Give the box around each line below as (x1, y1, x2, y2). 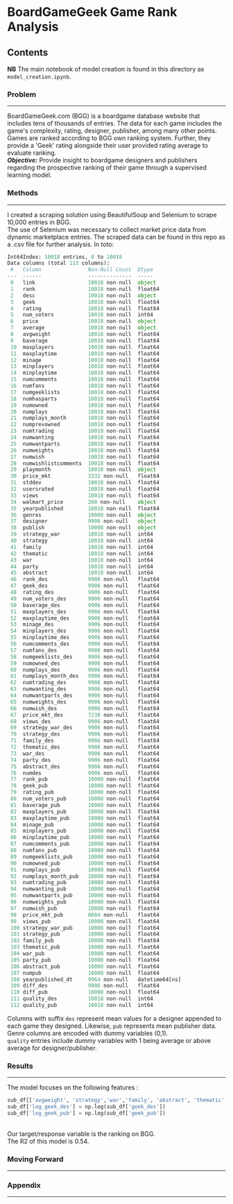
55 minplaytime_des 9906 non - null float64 (10, 634, 159, 641)
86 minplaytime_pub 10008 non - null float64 (10, 834, 159, 841)
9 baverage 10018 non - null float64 (10, 337, 159, 344)
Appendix (7, 1180, 42, 1190)
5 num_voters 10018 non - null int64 (10, 312, 154, 319)
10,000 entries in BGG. (7, 218, 71, 226)
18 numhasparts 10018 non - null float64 (10, 395, 159, 402)
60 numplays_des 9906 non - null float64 (10, 666, 159, 673)
